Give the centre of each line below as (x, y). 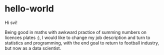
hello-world (29, 9)
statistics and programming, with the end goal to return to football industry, (82, 42)
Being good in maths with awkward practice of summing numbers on (76, 32)
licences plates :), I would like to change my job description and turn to (77, 37)
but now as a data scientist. (33, 48)
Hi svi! (11, 22)
